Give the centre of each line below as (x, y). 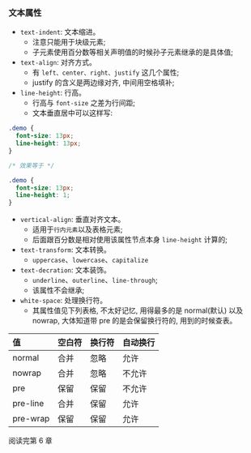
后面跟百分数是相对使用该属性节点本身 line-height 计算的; (130, 240)
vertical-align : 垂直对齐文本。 (72, 220)
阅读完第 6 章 (30, 441)
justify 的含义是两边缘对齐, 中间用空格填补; (103, 83)
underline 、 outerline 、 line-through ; (95, 280)
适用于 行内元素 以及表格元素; (77, 229)
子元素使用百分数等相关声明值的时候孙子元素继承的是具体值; (132, 52)
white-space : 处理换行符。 (64, 301)
